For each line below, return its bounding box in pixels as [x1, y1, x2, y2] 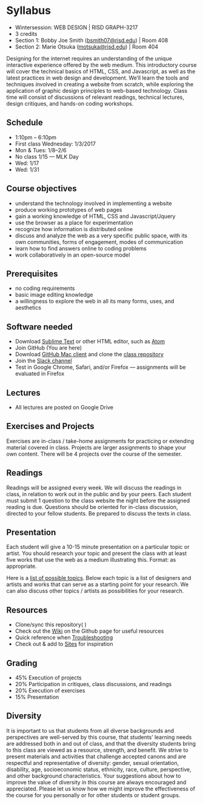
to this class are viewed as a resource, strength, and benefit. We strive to [6, 746, 189, 753]
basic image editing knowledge [15, 291, 93, 298]
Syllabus [6, 4, 52, 18]
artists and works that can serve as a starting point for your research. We [6, 581, 189, 588]
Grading [6, 658, 38, 668]
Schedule [6, 118, 44, 128]
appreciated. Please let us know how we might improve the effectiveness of [6, 785, 196, 792]
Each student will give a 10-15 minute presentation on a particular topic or [6, 544, 190, 551]
